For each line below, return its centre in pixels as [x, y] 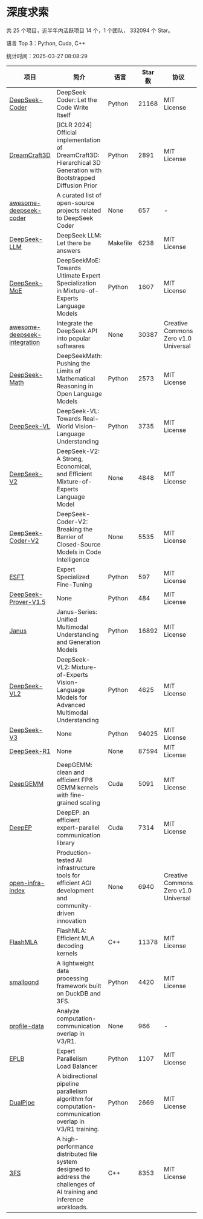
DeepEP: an [73, 812]
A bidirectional [77, 1076]
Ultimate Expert [79, 275]
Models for [72, 697]
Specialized [73, 577]
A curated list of [79, 195]
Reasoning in [75, 386]
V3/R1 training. [78, 1129]
